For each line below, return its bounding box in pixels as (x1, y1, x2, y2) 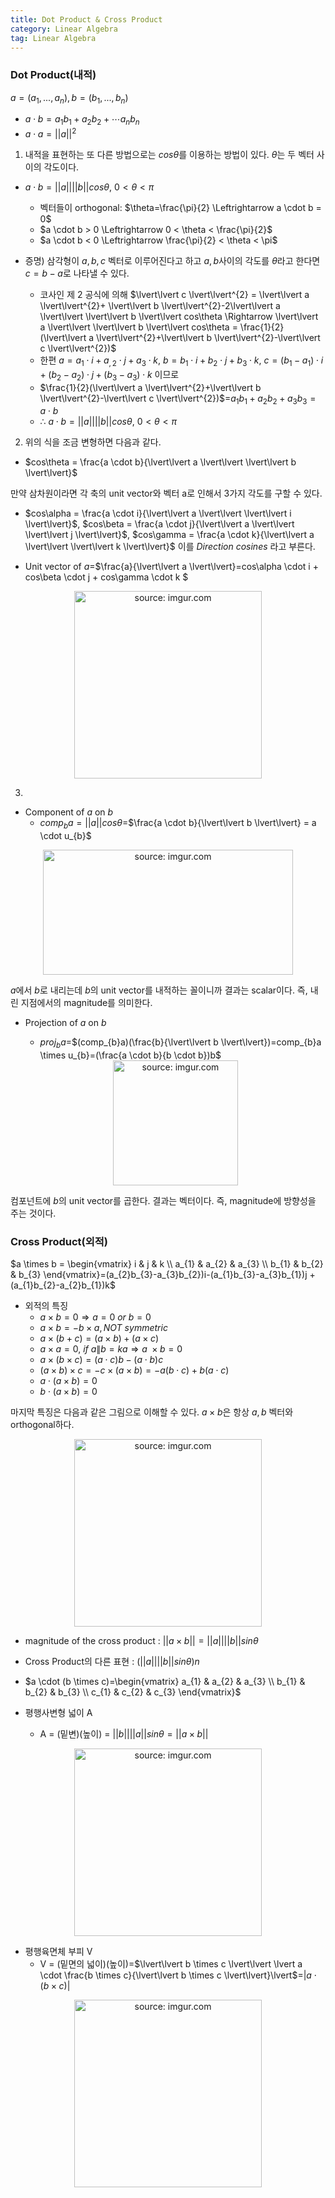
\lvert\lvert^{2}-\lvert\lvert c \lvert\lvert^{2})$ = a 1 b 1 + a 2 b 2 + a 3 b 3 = (39, 392, 317, 406)
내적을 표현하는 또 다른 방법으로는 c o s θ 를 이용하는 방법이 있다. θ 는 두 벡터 (24, 148, 315, 160)
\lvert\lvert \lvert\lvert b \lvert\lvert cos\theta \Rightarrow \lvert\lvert (39, 310, 319, 322)
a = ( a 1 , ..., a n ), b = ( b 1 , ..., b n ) (10, 91, 129, 106)
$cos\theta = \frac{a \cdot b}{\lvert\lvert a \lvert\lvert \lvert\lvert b (24, 456, 297, 468)
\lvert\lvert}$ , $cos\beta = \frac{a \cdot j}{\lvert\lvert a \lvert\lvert (24, 518, 295, 530)
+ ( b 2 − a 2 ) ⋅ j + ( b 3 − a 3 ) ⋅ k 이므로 (39, 368, 180, 383)
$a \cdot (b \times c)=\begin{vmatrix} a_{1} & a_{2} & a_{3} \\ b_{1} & (24, 1676, 306, 1688)
